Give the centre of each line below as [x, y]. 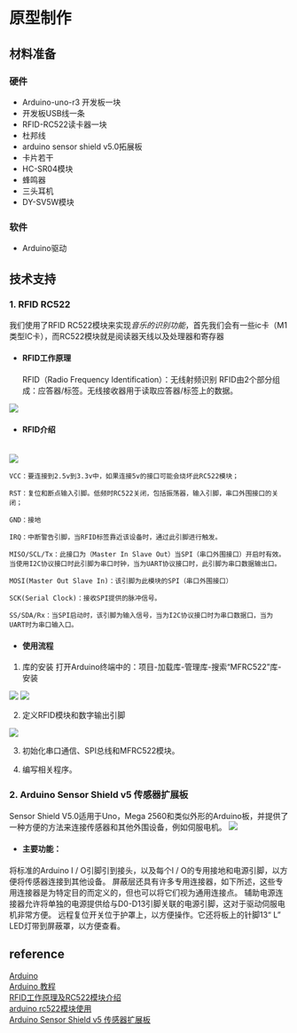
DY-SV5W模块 [48, 201]
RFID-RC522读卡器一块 [64, 124]
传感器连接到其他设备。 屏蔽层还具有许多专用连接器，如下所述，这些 [150, 881]
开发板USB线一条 [54, 113]
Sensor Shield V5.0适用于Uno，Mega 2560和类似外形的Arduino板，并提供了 [149, 816]
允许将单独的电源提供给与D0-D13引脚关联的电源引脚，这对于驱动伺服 [151, 903]
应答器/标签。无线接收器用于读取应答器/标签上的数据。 [137, 390]
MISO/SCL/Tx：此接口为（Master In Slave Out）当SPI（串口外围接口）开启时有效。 [147, 555]
